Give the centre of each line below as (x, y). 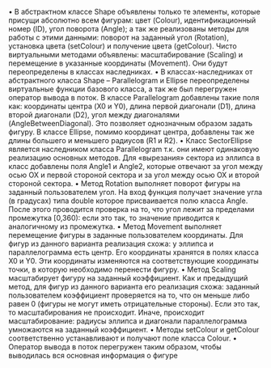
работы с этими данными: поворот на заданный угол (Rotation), (119, 37)
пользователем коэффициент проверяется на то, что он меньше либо (129, 295)
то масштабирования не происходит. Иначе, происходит (106, 312)
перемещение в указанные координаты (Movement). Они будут (118, 63)
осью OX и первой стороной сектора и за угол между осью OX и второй (134, 175)
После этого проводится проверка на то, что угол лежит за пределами (131, 209)
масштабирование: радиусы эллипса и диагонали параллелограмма (128, 321)
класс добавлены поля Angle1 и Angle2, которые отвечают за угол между (135, 166)
